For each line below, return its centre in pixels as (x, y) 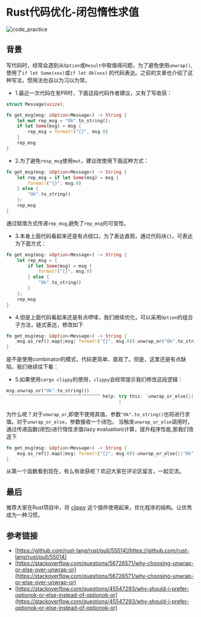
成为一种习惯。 (25, 515)
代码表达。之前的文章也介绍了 (151, 72)
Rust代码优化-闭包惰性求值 (73, 12)
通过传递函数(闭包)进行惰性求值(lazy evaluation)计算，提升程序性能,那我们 (97, 429)
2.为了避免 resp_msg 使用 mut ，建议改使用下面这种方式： (82, 161)
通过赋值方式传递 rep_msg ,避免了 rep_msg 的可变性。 (68, 223)
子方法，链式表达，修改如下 (49, 325)
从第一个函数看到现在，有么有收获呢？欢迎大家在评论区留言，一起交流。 (95, 471)
